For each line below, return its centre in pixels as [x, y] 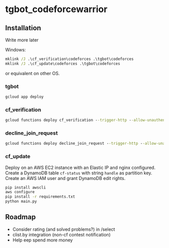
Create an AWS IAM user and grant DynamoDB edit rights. [65, 178]
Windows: [16, 50]
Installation [23, 28]
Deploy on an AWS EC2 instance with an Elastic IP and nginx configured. [80, 167]
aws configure [20, 192]
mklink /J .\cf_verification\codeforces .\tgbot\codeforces [70, 59]
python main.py [21, 202]
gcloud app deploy [24, 97]
